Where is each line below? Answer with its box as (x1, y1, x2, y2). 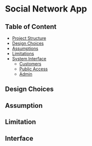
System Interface (12, 56, 46, 61)
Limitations (12, 51, 34, 56)
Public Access (19, 66, 48, 72)
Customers (19, 61, 42, 66)
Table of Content (5, 23, 57, 31)
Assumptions (12, 46, 39, 51)
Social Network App (5, 3, 87, 14)
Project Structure (12, 35, 46, 41)
